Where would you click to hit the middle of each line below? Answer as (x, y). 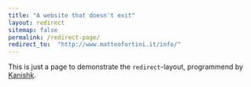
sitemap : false (33, 30)
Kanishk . (22, 75)
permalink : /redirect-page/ (54, 37)
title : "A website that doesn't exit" (72, 15)
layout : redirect (37, 23)
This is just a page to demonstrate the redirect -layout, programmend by (126, 67)
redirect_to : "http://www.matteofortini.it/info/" (94, 45)
